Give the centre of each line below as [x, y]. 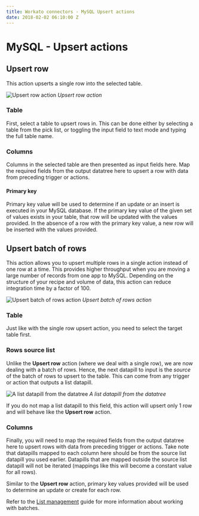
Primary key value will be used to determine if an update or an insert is [93, 204]
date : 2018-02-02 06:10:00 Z [42, 17]
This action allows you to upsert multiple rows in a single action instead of [97, 263]
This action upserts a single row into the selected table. [74, 83]
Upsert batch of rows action [117, 300]
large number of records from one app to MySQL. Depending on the [90, 276]
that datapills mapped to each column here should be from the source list [97, 453]
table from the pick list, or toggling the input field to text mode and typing [96, 130]
